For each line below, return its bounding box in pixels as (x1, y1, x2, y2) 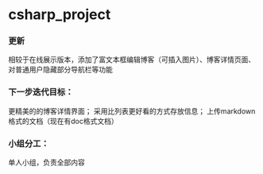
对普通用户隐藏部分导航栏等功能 (8, 65, 113, 75)
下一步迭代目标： (8, 87, 74, 98)
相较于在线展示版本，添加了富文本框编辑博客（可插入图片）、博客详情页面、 (8, 55, 256, 64)
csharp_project (8, 6, 111, 24)
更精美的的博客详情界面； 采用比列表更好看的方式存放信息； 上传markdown (8, 106, 256, 116)
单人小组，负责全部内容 (8, 157, 85, 168)
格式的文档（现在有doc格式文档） (8, 116, 118, 126)
